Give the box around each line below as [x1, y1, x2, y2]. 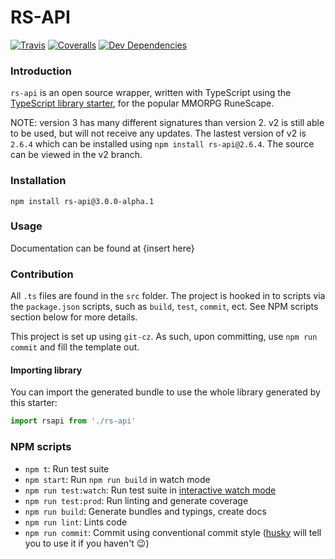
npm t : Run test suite [24, 462, 110, 475]
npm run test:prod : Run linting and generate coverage [24, 494, 249, 506]
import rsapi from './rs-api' [10, 416, 137, 426]
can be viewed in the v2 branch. [10, 149, 143, 161]
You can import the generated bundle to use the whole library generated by [10, 386, 321, 398]
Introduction [10, 64, 72, 78]
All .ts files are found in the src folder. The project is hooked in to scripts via [10, 290, 326, 302]
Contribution [10, 267, 74, 281]
